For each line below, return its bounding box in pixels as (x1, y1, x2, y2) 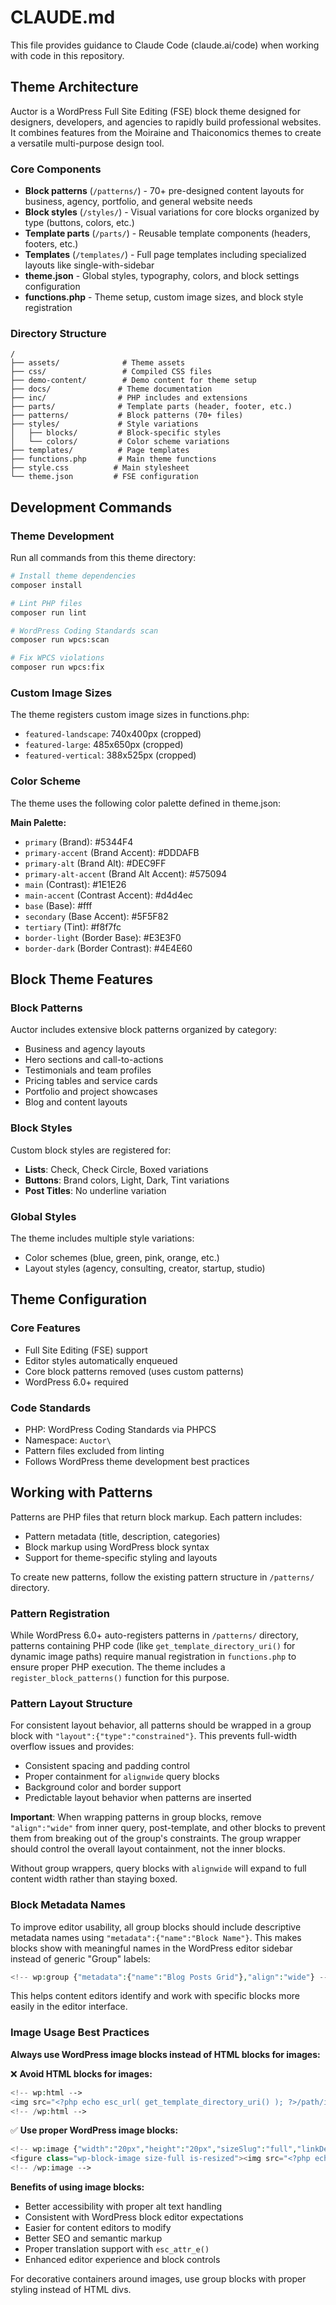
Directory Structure (10, 326, 107, 340)
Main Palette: (10, 816, 67, 828)
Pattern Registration (10, 1606, 110, 1620)
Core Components (10, 162, 102, 176)
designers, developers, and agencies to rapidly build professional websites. (10, 116, 322, 128)
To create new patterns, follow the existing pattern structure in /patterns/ (10, 1571, 315, 1583)
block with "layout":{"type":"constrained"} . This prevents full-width (10, 1730, 298, 1742)
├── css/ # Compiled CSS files (10, 367, 213, 377)
